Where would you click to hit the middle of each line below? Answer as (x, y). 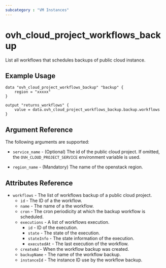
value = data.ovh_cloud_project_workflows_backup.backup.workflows (87, 110)
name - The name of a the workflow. (57, 206)
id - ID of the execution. (53, 227)
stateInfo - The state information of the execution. (81, 238)
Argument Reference (39, 130)
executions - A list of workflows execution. (65, 222)
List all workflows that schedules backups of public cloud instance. (75, 60)
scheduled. (32, 217)
